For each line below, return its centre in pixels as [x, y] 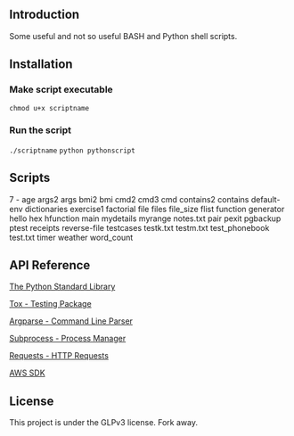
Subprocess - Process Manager [68, 339]
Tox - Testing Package [50, 304]
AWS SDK [28, 373]
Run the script [41, 130]
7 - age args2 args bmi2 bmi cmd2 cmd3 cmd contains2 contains [129, 199]
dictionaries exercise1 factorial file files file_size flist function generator [155, 209]
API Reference [50, 265]
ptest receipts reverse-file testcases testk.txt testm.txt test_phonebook [139, 227]
